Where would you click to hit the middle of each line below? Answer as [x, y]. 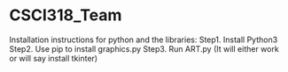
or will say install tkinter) [54, 58]
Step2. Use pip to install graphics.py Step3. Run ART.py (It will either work [144, 48]
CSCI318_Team [66, 15]
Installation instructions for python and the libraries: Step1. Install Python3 [144, 40]
